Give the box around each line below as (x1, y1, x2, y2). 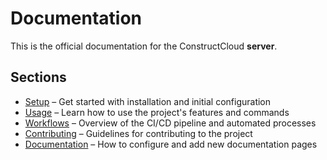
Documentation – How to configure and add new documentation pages (24, 138, 318, 150)
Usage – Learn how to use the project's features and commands (24, 106, 290, 118)
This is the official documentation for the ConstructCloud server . (10, 40, 278, 52)
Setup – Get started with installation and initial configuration (24, 95, 272, 107)
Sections (10, 69, 67, 86)
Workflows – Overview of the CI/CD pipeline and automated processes (24, 117, 317, 129)
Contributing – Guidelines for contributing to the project (24, 127, 253, 139)
